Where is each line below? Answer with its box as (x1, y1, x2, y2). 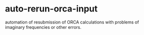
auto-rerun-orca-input (5, 3, 98, 14)
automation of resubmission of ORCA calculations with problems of (5, 19, 139, 25)
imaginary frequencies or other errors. (5, 24, 81, 30)
